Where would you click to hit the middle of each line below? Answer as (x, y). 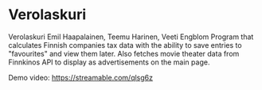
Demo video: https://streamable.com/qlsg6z (81, 77)
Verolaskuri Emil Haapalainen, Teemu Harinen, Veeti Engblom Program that (131, 37)
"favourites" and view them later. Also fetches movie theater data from (124, 53)
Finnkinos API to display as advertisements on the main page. (109, 62)
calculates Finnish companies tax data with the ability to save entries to (125, 45)
